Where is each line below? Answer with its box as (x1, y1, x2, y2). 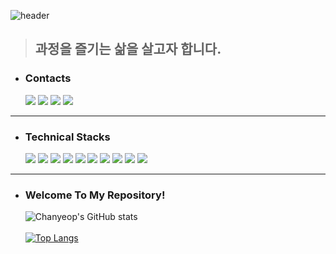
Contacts (24, 71, 72, 85)
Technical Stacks (24, 130, 111, 144)
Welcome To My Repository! (24, 188, 166, 202)
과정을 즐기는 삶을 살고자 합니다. (34, 41, 222, 58)
